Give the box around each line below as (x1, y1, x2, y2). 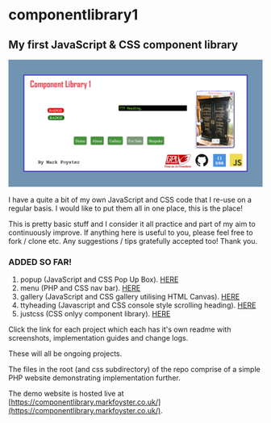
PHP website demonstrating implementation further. (8, 373, 181, 383)
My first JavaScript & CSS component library (8, 38, 239, 52)
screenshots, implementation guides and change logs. (8, 333, 189, 343)
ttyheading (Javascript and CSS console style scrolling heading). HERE (19, 300, 256, 310)
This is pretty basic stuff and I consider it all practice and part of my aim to (8, 220, 256, 228)
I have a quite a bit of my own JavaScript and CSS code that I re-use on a (8, 195, 252, 204)
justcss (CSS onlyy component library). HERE (19, 309, 171, 319)
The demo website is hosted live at (8, 389, 124, 399)
